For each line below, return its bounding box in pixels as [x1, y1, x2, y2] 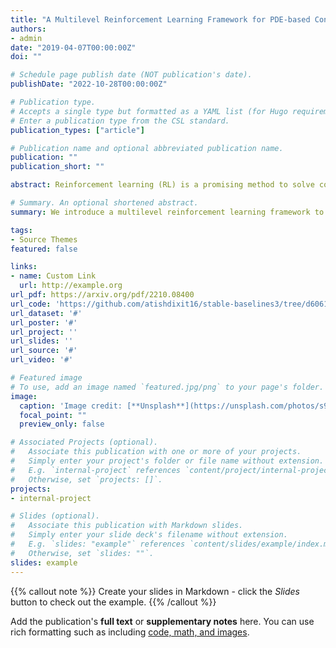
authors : [10, 24, 47, 34]
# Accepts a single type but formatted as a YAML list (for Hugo [10, 106, 288, 116]
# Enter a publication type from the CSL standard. [10, 116, 230, 126]
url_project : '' [10, 327, 78, 337]
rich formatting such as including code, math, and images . [10, 626, 250, 638]
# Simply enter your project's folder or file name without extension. [10, 456, 325, 466]
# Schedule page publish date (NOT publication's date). [10, 70, 253, 80]
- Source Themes [10, 234, 78, 245]
